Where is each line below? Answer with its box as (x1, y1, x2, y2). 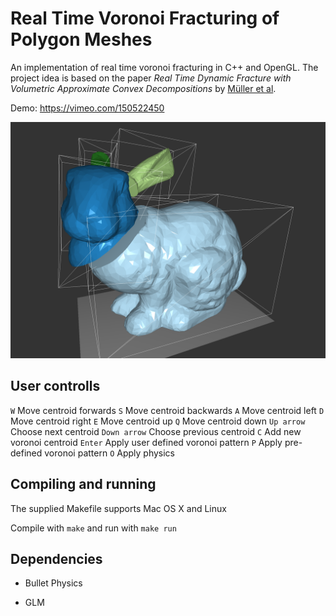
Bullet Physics (24, 577, 83, 589)
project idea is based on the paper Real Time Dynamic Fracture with (10, 72, 292, 84)
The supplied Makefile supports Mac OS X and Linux (10, 502, 227, 514)
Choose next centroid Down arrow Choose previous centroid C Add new (10, 425, 302, 437)
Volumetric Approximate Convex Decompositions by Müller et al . (10, 82, 277, 94)
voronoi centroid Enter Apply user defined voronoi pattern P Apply (10, 436, 283, 448)
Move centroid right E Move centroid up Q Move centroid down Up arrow (10, 415, 306, 427)
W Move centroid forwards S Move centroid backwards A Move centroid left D (10, 404, 325, 416)
